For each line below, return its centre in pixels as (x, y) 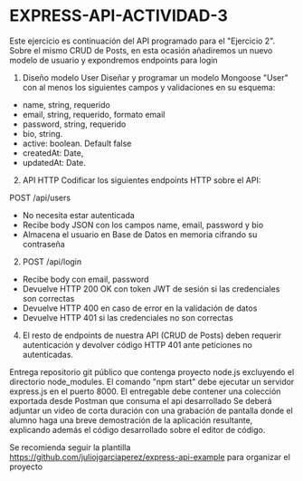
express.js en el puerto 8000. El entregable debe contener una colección (145, 391)
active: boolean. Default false (77, 143)
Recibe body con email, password (85, 279)
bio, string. (43, 133)
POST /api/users (40, 197)
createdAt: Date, (53, 153)
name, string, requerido (66, 104)
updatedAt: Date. (54, 162)
